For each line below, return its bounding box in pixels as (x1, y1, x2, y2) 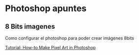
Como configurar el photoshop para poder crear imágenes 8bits (5, 35, 135, 41)
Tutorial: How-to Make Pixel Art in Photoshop (5, 45, 96, 50)
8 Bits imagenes (5, 22, 55, 31)
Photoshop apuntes (5, 3, 87, 14)
